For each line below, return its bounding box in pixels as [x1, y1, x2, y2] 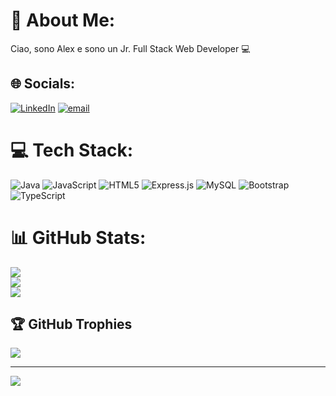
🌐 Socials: [10, 75, 76, 93]
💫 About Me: [10, 9, 116, 32]
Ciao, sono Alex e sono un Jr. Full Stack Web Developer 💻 [10, 42, 251, 54]
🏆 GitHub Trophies [10, 316, 133, 333]
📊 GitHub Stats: [10, 226, 147, 249]
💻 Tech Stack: [10, 139, 134, 161]
